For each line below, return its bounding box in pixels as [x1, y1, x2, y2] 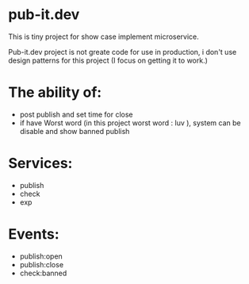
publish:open [19, 251, 63, 261]
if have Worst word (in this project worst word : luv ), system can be [19, 117, 241, 128]
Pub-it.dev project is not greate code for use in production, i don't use [8, 47, 237, 56]
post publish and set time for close [19, 109, 133, 119]
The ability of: [8, 83, 102, 102]
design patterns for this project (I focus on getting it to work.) [8, 56, 209, 65]
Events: [8, 225, 59, 243]
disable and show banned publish [19, 126, 130, 136]
